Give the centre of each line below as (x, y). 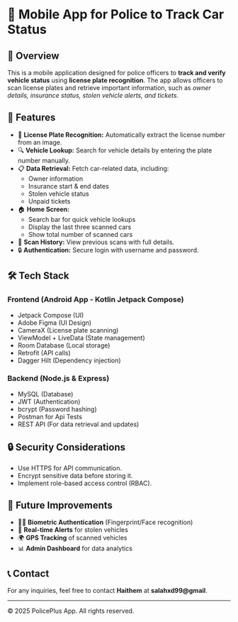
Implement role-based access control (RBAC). (85, 483)
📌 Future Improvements (60, 505)
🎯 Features (32, 117)
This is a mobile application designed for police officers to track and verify (117, 73)
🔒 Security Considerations (67, 447)
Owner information (56, 178)
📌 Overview (33, 56)
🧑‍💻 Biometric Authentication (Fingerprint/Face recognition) (105, 522)
